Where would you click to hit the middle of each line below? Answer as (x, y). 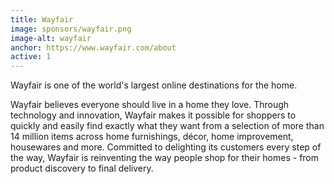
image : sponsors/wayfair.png (71, 29)
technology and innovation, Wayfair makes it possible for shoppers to (153, 115)
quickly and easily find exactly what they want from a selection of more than (167, 126)
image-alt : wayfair (51, 38)
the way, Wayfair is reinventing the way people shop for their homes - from (165, 158)
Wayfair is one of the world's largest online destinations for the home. (154, 85)
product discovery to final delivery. (82, 168)
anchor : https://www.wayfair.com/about (93, 47)
